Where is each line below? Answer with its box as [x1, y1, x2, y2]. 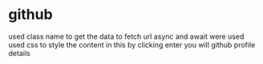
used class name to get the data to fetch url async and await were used [8, 32, 245, 41]
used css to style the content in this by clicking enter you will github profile [8, 40, 256, 49]
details [8, 48, 30, 58]
